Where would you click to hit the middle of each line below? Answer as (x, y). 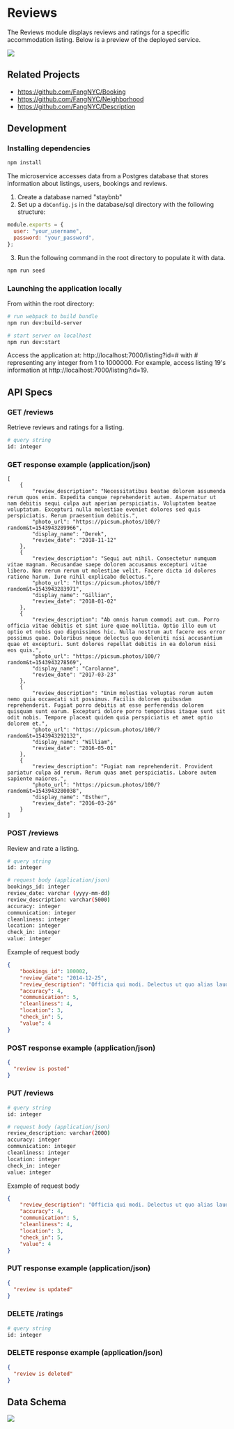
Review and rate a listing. (43, 848)
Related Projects (44, 75)
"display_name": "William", (73, 742)
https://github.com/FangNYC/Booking (72, 92)
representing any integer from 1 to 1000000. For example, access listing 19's (117, 363)
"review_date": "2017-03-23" (75, 675)
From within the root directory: (51, 303)
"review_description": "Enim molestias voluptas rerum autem (123, 694)
